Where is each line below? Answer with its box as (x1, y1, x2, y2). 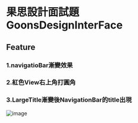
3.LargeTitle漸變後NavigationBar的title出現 (6, 96, 132, 104)
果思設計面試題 (6, 5, 80, 19)
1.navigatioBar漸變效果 (6, 61, 73, 69)
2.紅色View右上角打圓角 (6, 78, 76, 87)
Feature (6, 42, 36, 52)
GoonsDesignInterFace (6, 18, 123, 32)
